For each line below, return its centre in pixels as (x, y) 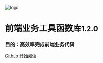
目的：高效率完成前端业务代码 (40, 45)
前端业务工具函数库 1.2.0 (51, 28)
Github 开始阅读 (21, 56)
